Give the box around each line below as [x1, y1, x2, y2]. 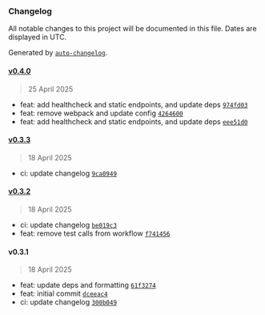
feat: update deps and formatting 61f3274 [19, 281, 156, 290]
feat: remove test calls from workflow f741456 [19, 228, 171, 238]
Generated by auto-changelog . [8, 48, 108, 58]
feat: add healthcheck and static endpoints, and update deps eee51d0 [19, 116, 248, 126]
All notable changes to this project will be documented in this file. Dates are [8, 24, 258, 34]
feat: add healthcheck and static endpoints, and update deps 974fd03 [19, 99, 248, 109]
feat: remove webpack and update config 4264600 [19, 108, 184, 118]
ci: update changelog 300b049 [19, 297, 118, 307]
